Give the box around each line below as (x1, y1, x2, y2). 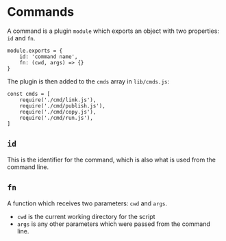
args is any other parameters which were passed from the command (16, 220, 211, 228)
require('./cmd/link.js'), (19, 97, 97, 103)
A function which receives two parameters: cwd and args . (7, 199, 168, 207)
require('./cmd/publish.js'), (19, 102, 106, 110)
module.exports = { (7, 47, 63, 54)
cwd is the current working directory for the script (16, 212, 155, 220)
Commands (7, 4, 75, 20)
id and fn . (7, 34, 36, 42)
